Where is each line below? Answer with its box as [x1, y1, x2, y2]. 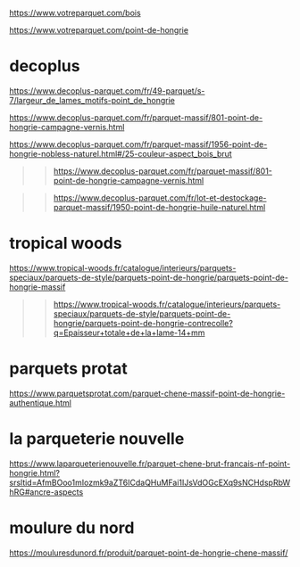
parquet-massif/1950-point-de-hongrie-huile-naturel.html [53, 201, 266, 212]
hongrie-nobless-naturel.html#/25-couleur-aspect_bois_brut [9, 148, 232, 159]
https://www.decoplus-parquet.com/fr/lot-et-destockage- [53, 192, 267, 203]
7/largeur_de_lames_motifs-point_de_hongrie [9, 94, 176, 105]
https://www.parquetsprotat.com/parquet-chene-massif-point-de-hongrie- [9, 388, 286, 399]
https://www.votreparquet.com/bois [9, 8, 141, 18]
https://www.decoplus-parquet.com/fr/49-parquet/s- [9, 85, 205, 96]
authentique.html [9, 397, 71, 408]
